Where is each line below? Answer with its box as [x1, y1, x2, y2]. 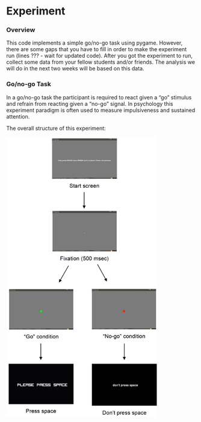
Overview [6, 26, 36, 34]
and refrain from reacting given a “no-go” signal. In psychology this [6, 100, 173, 107]
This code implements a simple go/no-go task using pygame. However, [6, 39, 183, 46]
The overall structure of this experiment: [6, 125, 107, 132]
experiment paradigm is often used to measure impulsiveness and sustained [6, 107, 196, 114]
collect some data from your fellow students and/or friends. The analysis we [6, 58, 196, 66]
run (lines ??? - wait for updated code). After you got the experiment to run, [6, 52, 193, 60]
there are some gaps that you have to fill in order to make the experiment [6, 46, 187, 53]
